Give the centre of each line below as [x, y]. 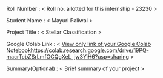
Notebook [19, 50]
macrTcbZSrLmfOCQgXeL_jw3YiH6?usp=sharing [68, 57]
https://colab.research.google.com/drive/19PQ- [90, 50]
